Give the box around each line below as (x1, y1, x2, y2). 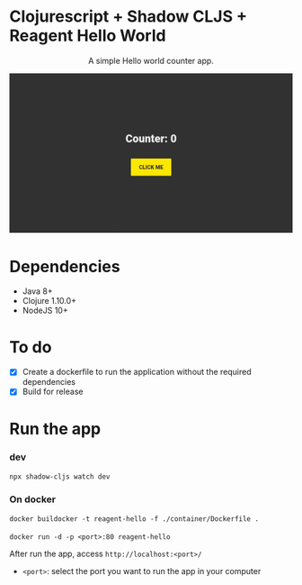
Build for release (22, 386, 84, 398)
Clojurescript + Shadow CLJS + (9, 6, 248, 27)
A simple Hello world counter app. (88, 55, 214, 66)
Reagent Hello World (9, 25, 166, 46)
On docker (9, 493, 57, 506)
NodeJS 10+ (22, 305, 69, 316)
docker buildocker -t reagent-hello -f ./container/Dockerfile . (9, 515, 259, 524)
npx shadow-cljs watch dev (9, 471, 111, 481)
